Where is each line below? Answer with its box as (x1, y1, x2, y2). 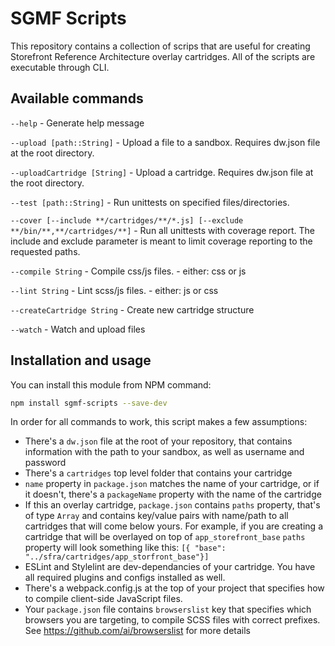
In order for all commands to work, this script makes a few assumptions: (10, 416, 308, 428)
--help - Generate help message (10, 117, 145, 129)
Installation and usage (10, 352, 152, 369)
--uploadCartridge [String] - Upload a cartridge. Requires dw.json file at (10, 166, 314, 178)
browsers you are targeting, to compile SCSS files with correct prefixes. (24, 614, 321, 626)
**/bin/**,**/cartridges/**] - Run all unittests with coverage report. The (10, 224, 315, 236)
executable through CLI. (10, 61, 110, 73)
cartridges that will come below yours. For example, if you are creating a (24, 520, 323, 532)
